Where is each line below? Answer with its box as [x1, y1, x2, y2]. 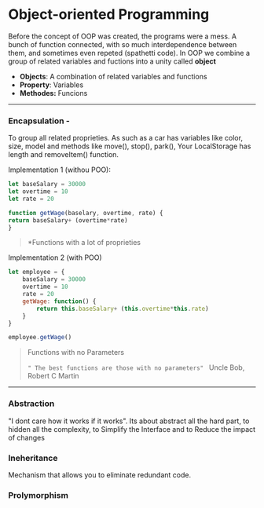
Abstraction [8, 398, 55, 409]
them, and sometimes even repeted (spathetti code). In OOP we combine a [8, 48, 250, 57]
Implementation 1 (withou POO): [8, 165, 112, 174]
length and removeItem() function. [8, 150, 119, 159]
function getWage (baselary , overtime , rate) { [8, 209, 163, 217]
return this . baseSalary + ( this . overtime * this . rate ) [36, 305, 210, 312]
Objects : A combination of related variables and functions [19, 71, 207, 81]
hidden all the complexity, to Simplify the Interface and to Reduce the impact [8, 424, 256, 433]
